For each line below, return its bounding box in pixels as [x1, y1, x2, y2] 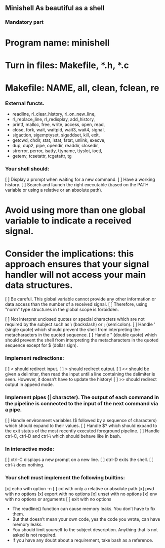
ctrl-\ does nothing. [5, 462, 44, 468]
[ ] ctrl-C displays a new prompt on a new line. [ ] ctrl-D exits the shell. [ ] [5, 457, 154, 463]
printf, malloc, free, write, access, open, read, [12, 122, 105, 127]
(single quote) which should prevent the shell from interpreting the [5, 326, 140, 333]
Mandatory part [5, 19, 44, 26]
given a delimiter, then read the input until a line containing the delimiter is [5, 371, 156, 377]
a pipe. [5, 406, 22, 413]
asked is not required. [12, 532, 57, 538]
